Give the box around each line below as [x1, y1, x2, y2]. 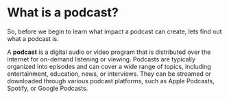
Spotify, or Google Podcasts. [7, 84, 88, 92]
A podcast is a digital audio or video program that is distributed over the [7, 48, 211, 56]
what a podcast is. [7, 34, 60, 42]
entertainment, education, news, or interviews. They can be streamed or [7, 70, 211, 78]
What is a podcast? [7, 5, 119, 20]
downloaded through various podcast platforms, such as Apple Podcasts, [7, 76, 215, 85]
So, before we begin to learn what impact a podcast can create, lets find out [7, 27, 222, 36]
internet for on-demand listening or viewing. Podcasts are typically [7, 55, 195, 63]
